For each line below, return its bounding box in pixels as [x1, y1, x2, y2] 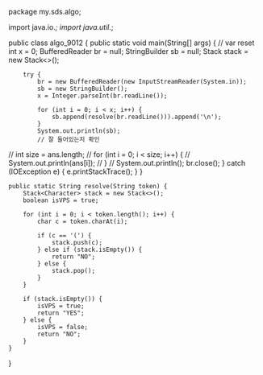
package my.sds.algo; [8, 7, 81, 16]
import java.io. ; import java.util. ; [8, 23, 114, 31]
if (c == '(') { [37, 232, 92, 240]
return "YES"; [37, 309, 85, 317]
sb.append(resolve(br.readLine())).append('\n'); [51, 113, 222, 121]
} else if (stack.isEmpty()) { [37, 245, 143, 253]
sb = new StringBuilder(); [37, 84, 128, 93]
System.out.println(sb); [37, 127, 121, 135]
